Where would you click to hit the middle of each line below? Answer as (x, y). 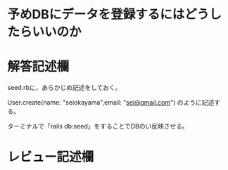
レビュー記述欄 (51, 157)
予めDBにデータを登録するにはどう (108, 14)
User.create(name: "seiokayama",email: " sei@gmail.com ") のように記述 (111, 103)
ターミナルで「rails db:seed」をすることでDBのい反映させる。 (98, 126)
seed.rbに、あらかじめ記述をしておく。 (64, 88)
